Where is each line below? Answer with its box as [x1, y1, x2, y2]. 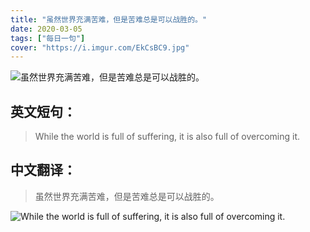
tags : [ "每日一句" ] [10, 33, 86, 43]
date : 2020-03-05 [10, 24, 83, 34]
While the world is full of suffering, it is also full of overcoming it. [34, 131, 301, 143]
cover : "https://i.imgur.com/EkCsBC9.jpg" [10, 42, 190, 53]
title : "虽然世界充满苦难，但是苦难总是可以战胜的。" [10, 14, 208, 25]
